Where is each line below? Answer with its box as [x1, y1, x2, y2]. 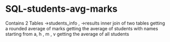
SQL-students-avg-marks [5, 3, 118, 15]
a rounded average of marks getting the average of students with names [5, 25, 158, 31]
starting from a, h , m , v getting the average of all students [5, 31, 130, 37]
